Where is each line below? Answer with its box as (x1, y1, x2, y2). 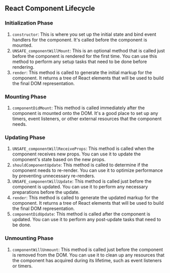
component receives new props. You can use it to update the (12, 151, 141, 157)
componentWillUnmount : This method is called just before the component (12, 246, 163, 252)
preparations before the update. (12, 189, 80, 196)
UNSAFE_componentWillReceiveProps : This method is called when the (12, 146, 155, 152)
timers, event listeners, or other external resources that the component (12, 115, 162, 122)
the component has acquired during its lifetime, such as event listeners (12, 257, 162, 263)
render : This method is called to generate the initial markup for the (12, 69, 152, 75)
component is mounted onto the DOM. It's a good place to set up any (12, 110, 158, 116)
